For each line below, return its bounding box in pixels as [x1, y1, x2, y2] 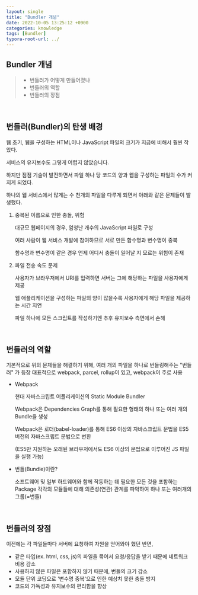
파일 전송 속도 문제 [14, 261, 58, 268]
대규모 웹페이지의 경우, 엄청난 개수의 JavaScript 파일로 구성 [14, 223, 154, 231]
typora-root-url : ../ [6, 36, 60, 42]
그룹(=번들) [14, 493, 41, 500]
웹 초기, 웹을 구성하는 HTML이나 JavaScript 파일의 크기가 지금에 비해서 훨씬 [6, 139, 183, 146]
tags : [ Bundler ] [6, 31, 46, 37]
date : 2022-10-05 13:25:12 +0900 [6, 20, 89, 25]
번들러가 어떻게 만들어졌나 [29, 76, 91, 84]
